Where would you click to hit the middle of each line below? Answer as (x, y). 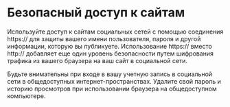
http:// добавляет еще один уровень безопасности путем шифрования (111, 53)
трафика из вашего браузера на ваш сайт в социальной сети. (97, 60)
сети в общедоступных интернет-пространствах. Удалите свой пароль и (114, 81)
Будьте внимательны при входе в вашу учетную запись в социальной (110, 74)
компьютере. (26, 96)
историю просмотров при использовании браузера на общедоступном (112, 88)
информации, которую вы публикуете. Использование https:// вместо (110, 46)
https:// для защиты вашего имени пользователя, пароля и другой (104, 38)
